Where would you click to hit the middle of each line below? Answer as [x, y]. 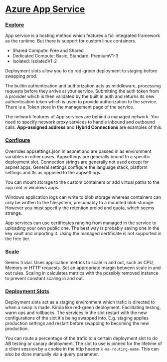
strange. [14, 213]
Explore [15, 25]
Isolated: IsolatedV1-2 [35, 61]
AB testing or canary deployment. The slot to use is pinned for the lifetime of [83, 344]
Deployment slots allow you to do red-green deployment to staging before [81, 71]
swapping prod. [21, 76]
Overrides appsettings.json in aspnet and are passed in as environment [78, 151]
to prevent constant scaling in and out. [45, 279]
